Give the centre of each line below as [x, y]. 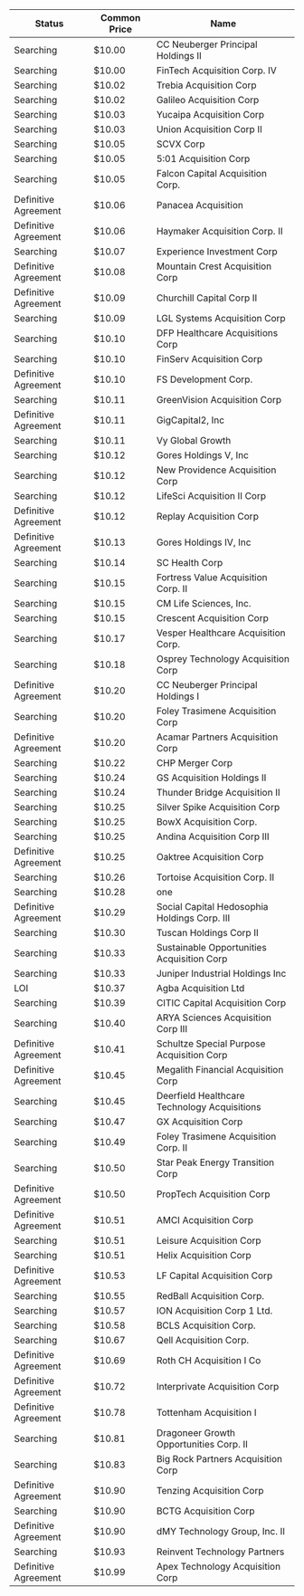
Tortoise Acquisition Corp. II [215, 877]
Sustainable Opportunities [211, 947]
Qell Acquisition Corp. [203, 1340]
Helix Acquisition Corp [204, 1255]
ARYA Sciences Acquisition [214, 1018]
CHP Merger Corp [195, 763]
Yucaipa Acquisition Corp [210, 115]
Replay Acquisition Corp [208, 516]
